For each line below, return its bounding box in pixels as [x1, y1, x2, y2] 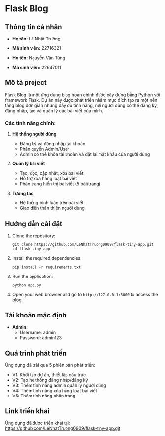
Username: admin [19, 329, 56, 335]
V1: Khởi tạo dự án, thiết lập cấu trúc [12, 371, 86, 378]
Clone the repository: [12, 233, 56, 238]
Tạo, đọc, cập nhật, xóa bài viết [19, 170, 84, 176]
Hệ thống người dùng [12, 131, 57, 137]
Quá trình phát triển [5, 349, 66, 357]
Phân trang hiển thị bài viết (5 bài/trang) [19, 181, 101, 187]
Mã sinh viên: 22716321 [12, 45, 61, 51]
